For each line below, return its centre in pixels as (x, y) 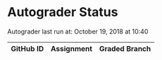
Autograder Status (63, 12)
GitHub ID (27, 48)
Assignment (71, 48)
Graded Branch (125, 48)
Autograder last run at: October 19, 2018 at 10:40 (78, 31)
